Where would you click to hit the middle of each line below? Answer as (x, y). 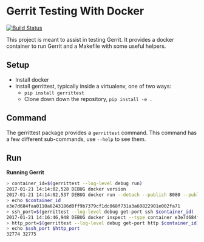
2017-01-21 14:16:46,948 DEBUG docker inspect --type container (89, 217)
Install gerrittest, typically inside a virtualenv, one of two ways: (93, 86)
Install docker (32, 79)
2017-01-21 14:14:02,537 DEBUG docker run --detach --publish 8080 (93, 195)
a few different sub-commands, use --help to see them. (76, 139)
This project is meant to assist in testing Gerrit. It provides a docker (90, 39)
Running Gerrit (25, 172)
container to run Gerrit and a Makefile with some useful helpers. (86, 46)
